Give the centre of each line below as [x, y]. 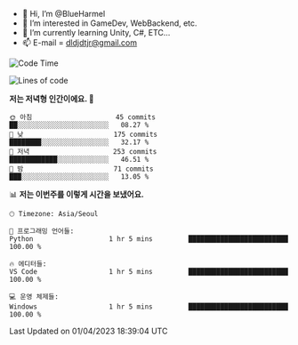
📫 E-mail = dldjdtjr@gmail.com [80, 43]
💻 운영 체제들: [34, 297]
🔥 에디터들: [28, 264]
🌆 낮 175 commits [84, 134]
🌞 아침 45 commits [82, 117]
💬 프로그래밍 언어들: [42, 231]
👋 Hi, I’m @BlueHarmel [64, 14]
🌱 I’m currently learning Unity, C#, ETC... [96, 32]
